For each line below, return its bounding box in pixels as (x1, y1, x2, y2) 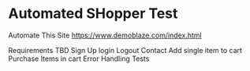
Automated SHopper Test (8, 5, 178, 23)
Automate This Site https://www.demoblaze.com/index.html (8, 30, 203, 40)
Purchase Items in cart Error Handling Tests (8, 54, 150, 63)
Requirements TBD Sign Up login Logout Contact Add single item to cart (8, 45, 243, 55)
